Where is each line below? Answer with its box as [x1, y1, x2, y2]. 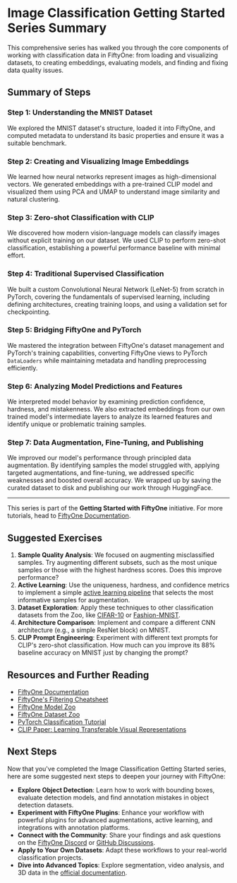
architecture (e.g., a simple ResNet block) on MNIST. [17, 626, 171, 634]
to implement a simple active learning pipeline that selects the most [17, 588, 214, 597]
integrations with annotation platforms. [17, 823, 130, 831]
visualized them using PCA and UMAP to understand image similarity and [7, 187, 220, 196]
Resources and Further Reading [7, 669, 150, 681]
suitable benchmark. [7, 139, 67, 147]
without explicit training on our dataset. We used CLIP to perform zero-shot [7, 236, 226, 245]
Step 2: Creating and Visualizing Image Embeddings [7, 156, 189, 166]
